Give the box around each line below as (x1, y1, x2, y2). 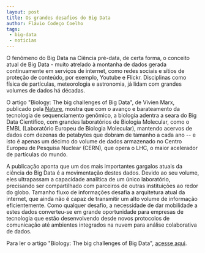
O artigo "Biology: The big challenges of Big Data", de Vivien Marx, (6, 99, 175, 106)
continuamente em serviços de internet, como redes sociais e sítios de (6, 67, 185, 74)
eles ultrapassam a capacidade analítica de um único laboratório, (6, 176, 171, 183)
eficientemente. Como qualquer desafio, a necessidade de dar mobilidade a (6, 202, 198, 209)
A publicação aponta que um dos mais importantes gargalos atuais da (6, 163, 182, 170)
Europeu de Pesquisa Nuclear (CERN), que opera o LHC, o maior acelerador (6, 145, 198, 151)
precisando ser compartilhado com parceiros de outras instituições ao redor (6, 182, 199, 189)
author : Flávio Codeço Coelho (6, 20, 84, 26)
